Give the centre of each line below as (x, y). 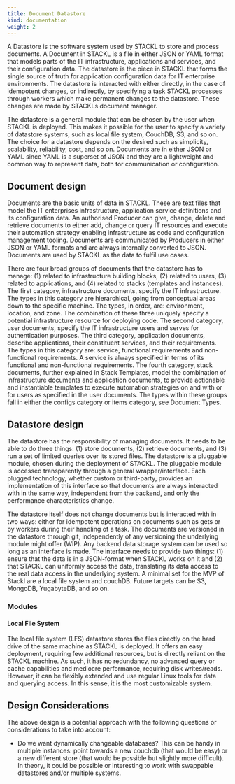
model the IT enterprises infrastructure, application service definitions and (114, 211)
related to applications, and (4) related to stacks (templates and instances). (115, 283)
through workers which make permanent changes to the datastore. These (113, 99)
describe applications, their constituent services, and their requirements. (112, 343)
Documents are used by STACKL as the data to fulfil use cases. (98, 255)
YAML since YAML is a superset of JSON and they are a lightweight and (111, 157)
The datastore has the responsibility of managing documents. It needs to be (116, 441)
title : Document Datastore (47, 14)
